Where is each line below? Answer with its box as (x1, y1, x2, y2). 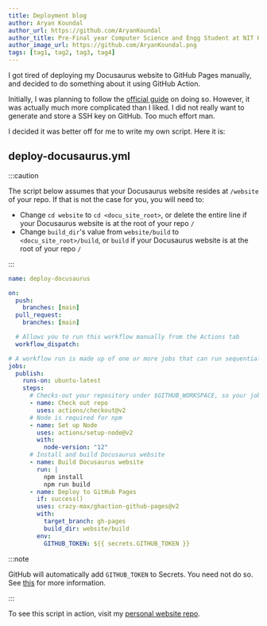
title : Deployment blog (8, 11, 87, 20)
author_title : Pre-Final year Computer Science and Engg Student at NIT (8, 33, 254, 42)
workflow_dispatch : (15, 340, 80, 348)
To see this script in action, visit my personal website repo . (8, 609, 200, 618)
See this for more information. (8, 577, 106, 587)
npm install (43, 472, 83, 481)
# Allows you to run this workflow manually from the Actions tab (15, 333, 240, 341)
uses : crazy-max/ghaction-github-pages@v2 (37, 503, 180, 511)
